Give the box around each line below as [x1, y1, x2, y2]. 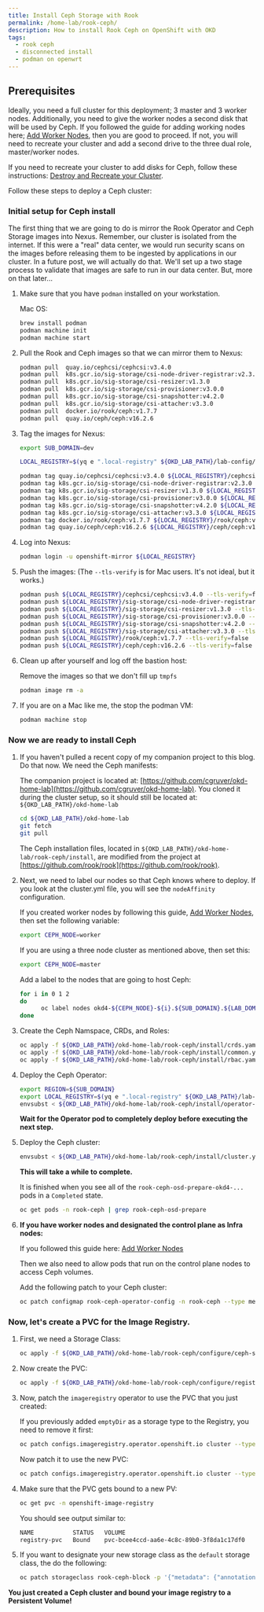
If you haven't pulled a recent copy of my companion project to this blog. [19, 753, 255, 762]
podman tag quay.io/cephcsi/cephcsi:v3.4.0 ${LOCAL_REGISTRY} [19, 473, 228, 480]
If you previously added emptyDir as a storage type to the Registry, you [19, 1417, 249, 1426]
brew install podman [19, 319, 87, 327]
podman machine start [19, 333, 90, 342]
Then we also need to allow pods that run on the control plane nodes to [19, 1259, 251, 1268]
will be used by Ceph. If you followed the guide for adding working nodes [8, 122, 246, 131]
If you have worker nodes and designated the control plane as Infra [19, 1220, 244, 1230]
